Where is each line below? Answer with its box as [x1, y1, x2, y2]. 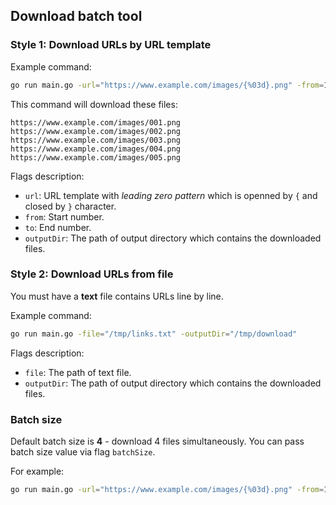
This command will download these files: [10, 98, 178, 110]
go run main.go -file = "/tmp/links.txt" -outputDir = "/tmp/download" [10, 329, 298, 339]
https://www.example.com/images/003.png [10, 135, 182, 145]
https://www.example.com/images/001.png [10, 117, 182, 128]
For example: [10, 465, 65, 478]
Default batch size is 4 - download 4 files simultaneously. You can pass [10, 435, 305, 448]
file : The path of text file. [24, 366, 132, 378]
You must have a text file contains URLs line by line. [10, 290, 224, 302]
